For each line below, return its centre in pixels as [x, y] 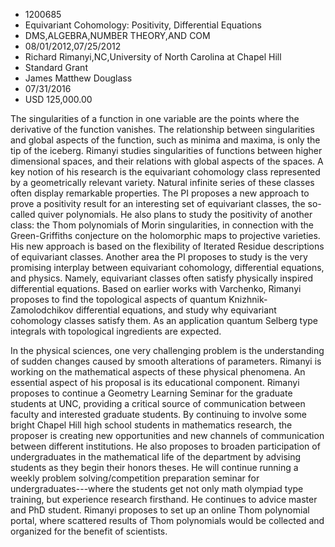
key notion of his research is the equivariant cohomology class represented [165, 172]
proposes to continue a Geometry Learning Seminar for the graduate [151, 393]
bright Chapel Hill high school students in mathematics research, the [151, 425]
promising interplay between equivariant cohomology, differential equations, [167, 267]
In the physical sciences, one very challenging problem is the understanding [167, 350]
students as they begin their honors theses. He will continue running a [154, 467]
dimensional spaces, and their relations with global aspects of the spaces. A [167, 161]
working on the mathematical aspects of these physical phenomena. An [158, 372]
